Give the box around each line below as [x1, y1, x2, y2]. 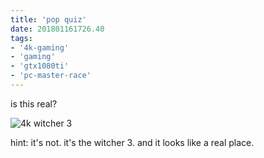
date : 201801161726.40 [10, 24, 105, 34]
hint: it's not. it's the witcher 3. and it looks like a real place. [10, 136, 255, 148]
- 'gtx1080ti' [10, 61, 70, 71]
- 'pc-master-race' [10, 71, 92, 81]
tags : [10, 33, 33, 43]
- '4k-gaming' [10, 42, 70, 53]
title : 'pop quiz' [10, 14, 87, 25]
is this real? [10, 97, 58, 110]
